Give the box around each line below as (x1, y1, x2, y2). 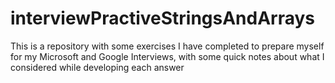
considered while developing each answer (10, 61, 185, 73)
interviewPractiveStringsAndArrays (10, 7, 316, 30)
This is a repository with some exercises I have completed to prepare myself (10, 40, 325, 52)
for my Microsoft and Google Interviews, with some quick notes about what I (10, 50, 325, 62)
